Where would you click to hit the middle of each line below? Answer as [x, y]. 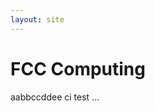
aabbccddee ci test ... [55, 97]
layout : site [37, 19]
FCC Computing [78, 68]
